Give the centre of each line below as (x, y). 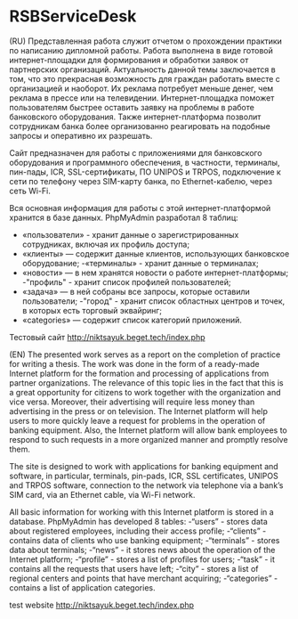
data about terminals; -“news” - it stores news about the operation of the (142, 550)
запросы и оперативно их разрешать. (81, 135)
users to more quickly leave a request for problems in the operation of (137, 420)
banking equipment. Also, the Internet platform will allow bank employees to (148, 430)
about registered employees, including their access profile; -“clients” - (138, 531)
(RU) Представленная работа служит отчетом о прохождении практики (146, 41)
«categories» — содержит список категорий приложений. (132, 320)
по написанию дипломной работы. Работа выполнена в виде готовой (141, 50)
